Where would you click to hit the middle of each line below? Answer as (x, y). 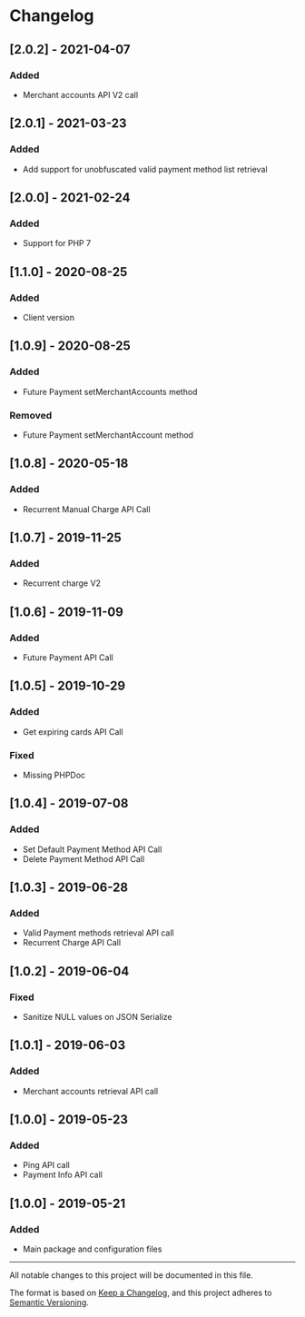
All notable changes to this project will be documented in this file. (132, 1275)
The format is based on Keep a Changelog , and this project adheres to (141, 1293)
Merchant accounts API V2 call (80, 94)
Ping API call (46, 1165)
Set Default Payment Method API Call (92, 849)
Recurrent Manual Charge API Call (87, 509)
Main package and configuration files (92, 1249)
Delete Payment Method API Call (84, 858)
